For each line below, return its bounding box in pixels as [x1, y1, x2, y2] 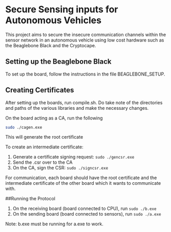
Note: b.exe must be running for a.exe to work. [5, 221, 103, 227]
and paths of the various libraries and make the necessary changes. [5, 105, 149, 111]
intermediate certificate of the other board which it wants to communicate [5, 180, 161, 186]
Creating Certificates [5, 86, 74, 94]
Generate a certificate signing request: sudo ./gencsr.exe [12, 154, 135, 160]
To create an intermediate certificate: [5, 144, 83, 150]
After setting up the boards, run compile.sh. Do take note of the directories [5, 99, 163, 106]
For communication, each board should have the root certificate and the [5, 175, 157, 181]
